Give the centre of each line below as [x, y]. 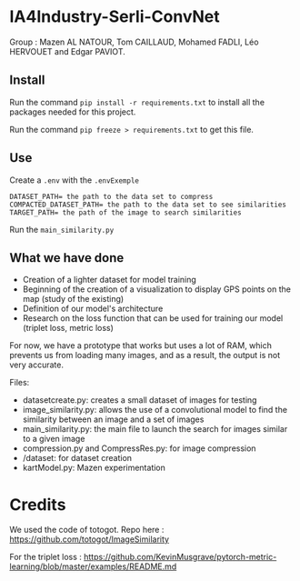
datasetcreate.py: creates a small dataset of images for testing [140, 400]
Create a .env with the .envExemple [74, 180]
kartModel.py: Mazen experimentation [94, 468]
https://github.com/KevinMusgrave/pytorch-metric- [180, 557]
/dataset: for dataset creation [77, 458]
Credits [38, 504]
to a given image [54, 439]
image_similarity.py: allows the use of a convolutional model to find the [155, 410]
